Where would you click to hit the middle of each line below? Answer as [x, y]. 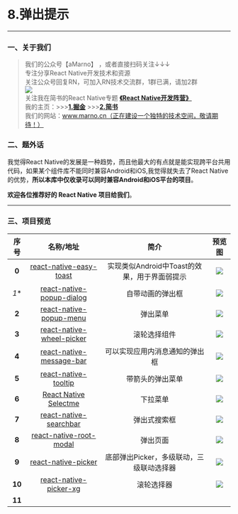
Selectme [64, 403]
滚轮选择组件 [155, 334]
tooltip [63, 382]
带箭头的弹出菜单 [155, 379]
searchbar [64, 424]
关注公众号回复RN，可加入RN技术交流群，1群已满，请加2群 [111, 82]
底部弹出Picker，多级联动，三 [154, 457]
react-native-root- [64, 435]
